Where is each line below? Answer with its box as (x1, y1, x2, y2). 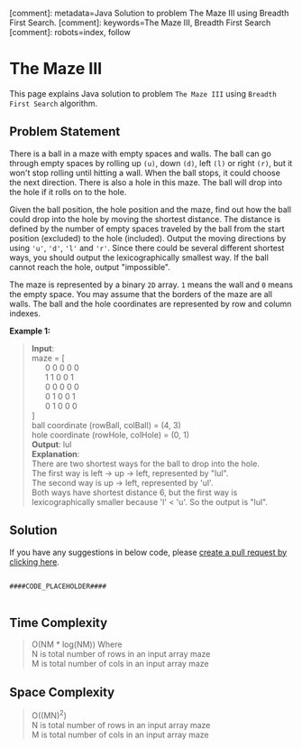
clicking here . (9, 556, 60, 567)
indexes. (9, 307, 41, 319)
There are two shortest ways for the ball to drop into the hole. (31, 458, 260, 469)
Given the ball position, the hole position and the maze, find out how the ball (9, 203, 291, 215)
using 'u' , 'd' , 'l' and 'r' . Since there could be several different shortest (9, 242, 285, 253)
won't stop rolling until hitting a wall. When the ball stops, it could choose (9, 167, 281, 178)
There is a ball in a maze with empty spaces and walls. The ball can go (9, 148, 272, 159)
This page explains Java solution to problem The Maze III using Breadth (9, 88, 277, 98)
